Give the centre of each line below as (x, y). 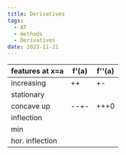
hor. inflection (34, 141)
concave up (31, 106)
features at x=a (37, 71)
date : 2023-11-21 (33, 47)
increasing (28, 83)
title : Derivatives (36, 14)
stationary (28, 95)
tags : (15, 21)
